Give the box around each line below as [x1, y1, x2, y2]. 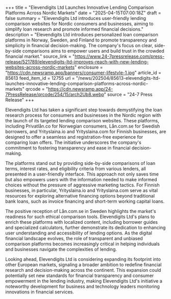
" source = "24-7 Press [104, 92, 153, 97]
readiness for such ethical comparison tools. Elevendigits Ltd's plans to [5, 213, 155, 220]
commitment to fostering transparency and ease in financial [5, 145, 131, 151]
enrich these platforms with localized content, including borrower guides [5, 219, 158, 225]
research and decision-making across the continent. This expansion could [5, 267, 161, 273]
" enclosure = [74, 64, 103, 70]
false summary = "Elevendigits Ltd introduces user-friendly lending [5, 15, 146, 21]
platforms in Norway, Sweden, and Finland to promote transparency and [5, 37, 157, 43]
